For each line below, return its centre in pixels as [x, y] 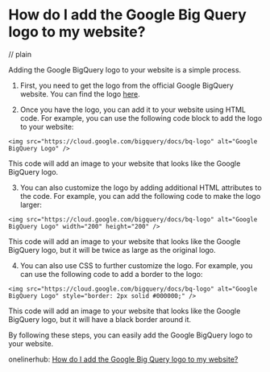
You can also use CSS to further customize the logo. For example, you [136, 265]
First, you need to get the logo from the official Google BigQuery [127, 85]
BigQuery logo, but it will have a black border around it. [100, 319]
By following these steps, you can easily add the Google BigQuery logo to [131, 335]
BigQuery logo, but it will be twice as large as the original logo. [112, 250]
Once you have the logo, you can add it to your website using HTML [133, 110]
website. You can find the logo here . [80, 93]
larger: [31, 205]
